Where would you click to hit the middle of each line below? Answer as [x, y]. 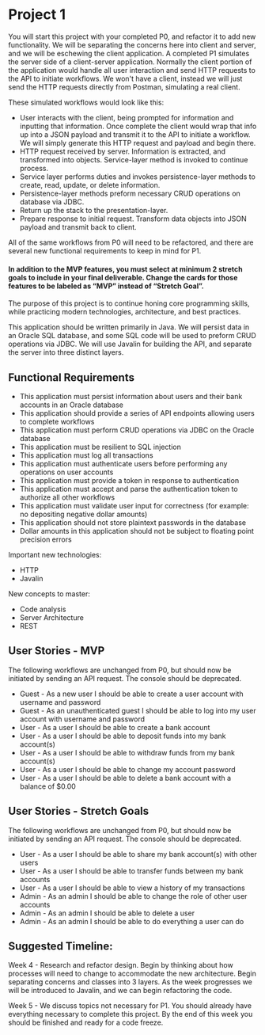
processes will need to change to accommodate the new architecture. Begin [132, 974]
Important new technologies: [55, 554]
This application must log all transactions [86, 455]
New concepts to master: [49, 594]
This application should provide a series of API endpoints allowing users [137, 413]
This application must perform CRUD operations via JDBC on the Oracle [137, 430]
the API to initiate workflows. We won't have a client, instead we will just [125, 78]
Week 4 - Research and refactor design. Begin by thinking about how [121, 965]
